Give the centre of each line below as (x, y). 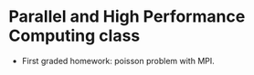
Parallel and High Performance (127, 17)
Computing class (74, 36)
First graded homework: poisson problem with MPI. (118, 61)
